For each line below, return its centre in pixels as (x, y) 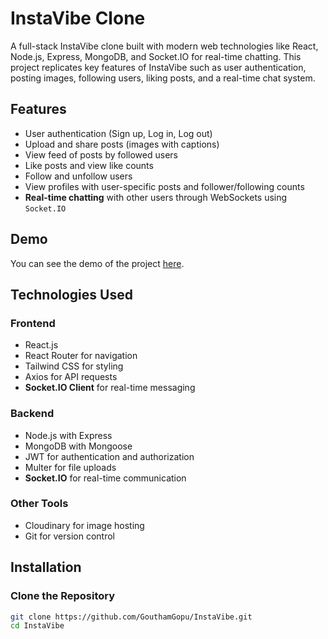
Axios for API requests (71, 377)
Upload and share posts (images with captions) (122, 144)
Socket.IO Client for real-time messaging (110, 388)
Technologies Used (71, 294)
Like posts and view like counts (89, 165)
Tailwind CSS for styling (74, 366)
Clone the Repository (63, 596)
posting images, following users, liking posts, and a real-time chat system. (163, 78)
